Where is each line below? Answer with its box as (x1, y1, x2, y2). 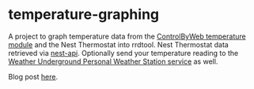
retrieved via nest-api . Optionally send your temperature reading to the (8, 48, 239, 57)
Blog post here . (8, 72, 59, 81)
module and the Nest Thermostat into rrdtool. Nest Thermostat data (8, 39, 229, 49)
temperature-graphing (8, 6, 160, 24)
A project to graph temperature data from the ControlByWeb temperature (8, 32, 247, 41)
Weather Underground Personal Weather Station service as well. (8, 57, 218, 66)
